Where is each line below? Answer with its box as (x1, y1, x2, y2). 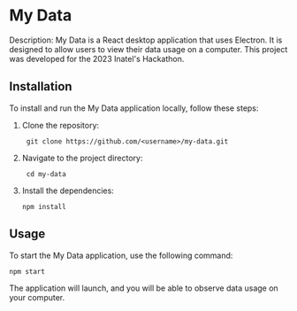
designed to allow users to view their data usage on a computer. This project (9, 43, 288, 54)
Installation (9, 79, 72, 94)
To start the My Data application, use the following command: (9, 250, 233, 260)
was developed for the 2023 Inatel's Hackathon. (9, 53, 185, 64)
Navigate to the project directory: (21, 152, 143, 163)
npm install (21, 202, 66, 211)
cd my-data (26, 169, 66, 178)
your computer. (9, 292, 65, 302)
